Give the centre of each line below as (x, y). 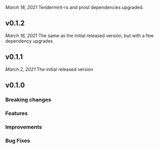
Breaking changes (28, 100)
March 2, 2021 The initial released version (49, 69)
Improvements (24, 127)
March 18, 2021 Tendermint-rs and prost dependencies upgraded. (75, 7)
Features (17, 113)
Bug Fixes (18, 140)
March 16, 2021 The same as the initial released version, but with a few (79, 36)
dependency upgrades (29, 41)
